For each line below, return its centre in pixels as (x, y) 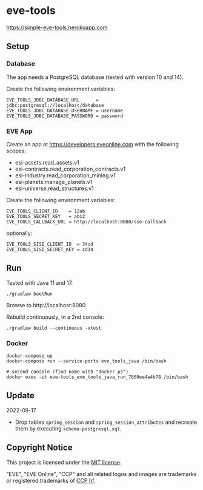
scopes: (16, 151)
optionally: (19, 233)
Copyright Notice (39, 448)
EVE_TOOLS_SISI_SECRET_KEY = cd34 (50, 250)
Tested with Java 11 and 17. (40, 282)
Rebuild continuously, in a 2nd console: (55, 317)
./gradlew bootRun (29, 294)
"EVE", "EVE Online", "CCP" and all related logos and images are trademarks (101, 474)
